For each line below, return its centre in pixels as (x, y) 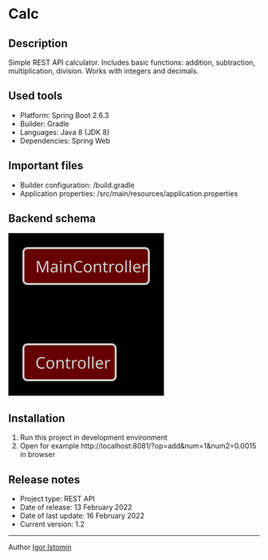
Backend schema (52, 219)
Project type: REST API (57, 499)
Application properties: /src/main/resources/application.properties (129, 193)
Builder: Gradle (44, 124)
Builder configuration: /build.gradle (77, 185)
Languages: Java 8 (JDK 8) (65, 132)
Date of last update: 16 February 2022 (82, 516)
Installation (37, 418)
